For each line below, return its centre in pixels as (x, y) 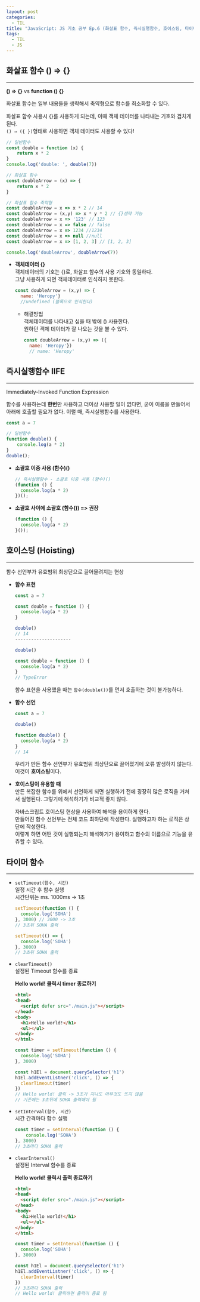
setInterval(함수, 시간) (43, 1112)
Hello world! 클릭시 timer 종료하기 (55, 984)
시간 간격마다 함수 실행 (41, 1118)
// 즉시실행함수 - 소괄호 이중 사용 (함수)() (63, 479)
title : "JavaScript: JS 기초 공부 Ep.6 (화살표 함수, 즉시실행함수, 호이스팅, (94, 28)
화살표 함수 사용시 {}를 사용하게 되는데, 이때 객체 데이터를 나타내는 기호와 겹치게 (99, 116)
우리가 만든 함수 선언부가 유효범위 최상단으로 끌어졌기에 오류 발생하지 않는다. (104, 764)
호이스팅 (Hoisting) (40, 551)
